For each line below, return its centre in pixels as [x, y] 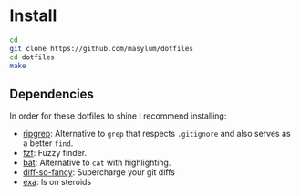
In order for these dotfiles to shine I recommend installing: [118, 116]
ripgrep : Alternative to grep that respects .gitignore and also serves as [156, 134]
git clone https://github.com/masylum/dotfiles [102, 48]
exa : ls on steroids [57, 182]
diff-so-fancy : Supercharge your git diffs [99, 172]
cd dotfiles [32, 57]
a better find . [48, 143]
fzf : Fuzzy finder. [55, 153]
